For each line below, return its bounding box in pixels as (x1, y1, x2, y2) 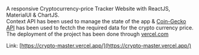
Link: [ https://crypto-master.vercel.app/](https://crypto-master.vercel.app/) (6, 42, 192, 49)
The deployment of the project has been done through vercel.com (6, 30, 169, 38)
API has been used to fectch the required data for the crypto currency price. (6, 24, 194, 31)
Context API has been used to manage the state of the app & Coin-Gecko (6, 18, 186, 25)
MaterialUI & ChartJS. (6, 11, 60, 19)
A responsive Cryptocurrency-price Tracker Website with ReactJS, (6, 5, 170, 12)
